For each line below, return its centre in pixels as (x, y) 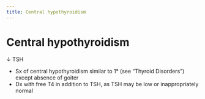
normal (24, 90)
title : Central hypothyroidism (46, 12)
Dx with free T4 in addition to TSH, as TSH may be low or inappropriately (107, 84)
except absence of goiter (47, 78)
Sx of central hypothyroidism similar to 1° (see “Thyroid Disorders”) (100, 71)
